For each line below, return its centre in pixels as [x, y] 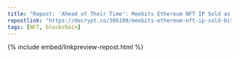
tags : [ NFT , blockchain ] [44, 27]
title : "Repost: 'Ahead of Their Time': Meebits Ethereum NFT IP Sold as [119, 14]
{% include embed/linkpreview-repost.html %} [76, 47]
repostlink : [25, 21]
